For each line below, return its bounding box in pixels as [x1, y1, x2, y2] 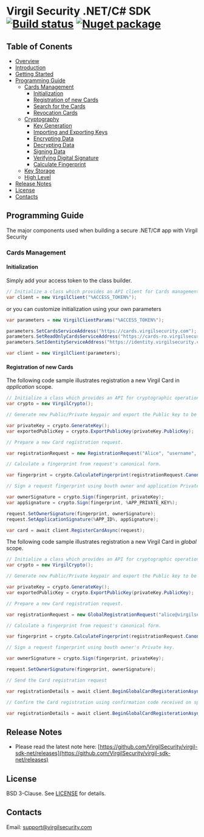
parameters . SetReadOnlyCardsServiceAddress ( [6, 333, 121, 340]
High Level [24, 174, 52, 180]
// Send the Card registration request [6, 677, 107, 683]
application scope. [6, 383, 53, 391]
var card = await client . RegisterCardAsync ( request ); [6, 527, 146, 533]
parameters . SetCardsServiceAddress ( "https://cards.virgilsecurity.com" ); [6, 328, 197, 334]
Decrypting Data [33, 142, 75, 148]
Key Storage [24, 167, 55, 174]
